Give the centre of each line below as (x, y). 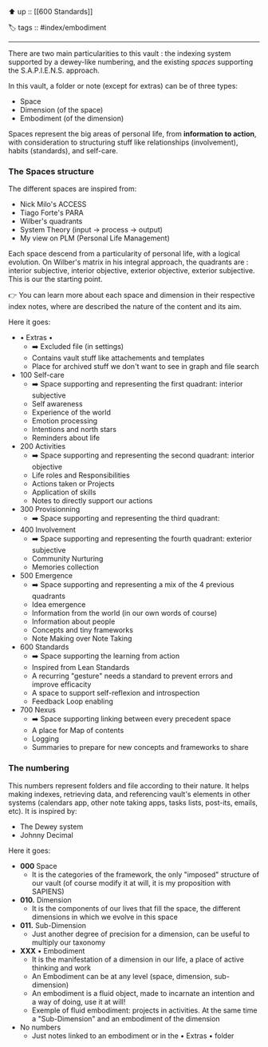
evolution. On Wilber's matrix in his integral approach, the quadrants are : (128, 262)
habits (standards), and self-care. (63, 151)
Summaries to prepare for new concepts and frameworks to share (140, 748)
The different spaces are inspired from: (73, 189)
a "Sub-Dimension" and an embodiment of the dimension (126, 1018)
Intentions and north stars (74, 430)
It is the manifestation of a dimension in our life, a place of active (138, 959)
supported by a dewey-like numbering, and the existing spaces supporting (131, 62)
